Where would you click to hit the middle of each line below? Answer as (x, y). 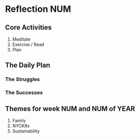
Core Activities (28, 27)
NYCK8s (21, 126)
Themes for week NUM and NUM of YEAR (70, 109)
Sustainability (26, 131)
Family (19, 121)
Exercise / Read (28, 45)
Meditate (21, 39)
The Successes (24, 93)
